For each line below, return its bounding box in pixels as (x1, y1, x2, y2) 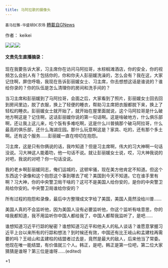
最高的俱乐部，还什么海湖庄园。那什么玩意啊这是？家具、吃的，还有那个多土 (5, 126, 163, 132)
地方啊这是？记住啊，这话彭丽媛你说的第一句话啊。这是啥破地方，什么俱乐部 (5, 114, 163, 120)
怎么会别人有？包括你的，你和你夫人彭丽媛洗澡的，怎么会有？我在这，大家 (9, 72, 163, 78)
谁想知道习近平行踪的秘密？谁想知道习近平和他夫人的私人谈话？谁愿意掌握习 (5, 223, 163, 229)
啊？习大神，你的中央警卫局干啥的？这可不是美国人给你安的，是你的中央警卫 (5, 179, 163, 185)
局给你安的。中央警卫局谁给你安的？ (5, 185, 80, 191)
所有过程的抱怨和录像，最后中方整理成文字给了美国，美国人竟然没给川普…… (5, 196, 162, 202)
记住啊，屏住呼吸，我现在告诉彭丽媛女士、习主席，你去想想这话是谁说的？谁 (5, 78, 163, 84)
